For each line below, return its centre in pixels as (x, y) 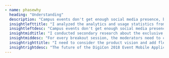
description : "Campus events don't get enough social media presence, (85, 19)
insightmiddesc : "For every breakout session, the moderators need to (85, 38)
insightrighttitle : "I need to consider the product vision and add (83, 43)
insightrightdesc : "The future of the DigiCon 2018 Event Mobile (79, 47)
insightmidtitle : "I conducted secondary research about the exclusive (86, 33)
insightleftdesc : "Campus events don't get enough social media (78, 29)
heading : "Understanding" (37, 15)
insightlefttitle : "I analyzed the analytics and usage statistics (82, 24)
